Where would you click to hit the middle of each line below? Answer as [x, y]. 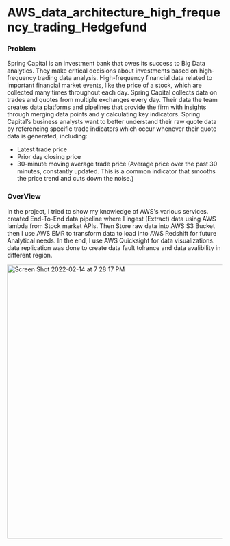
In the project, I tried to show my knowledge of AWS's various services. [108, 211]
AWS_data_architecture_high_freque [114, 13]
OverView [24, 197]
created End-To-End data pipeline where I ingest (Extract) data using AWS [112, 219]
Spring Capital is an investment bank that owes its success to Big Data [106, 64]
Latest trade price [42, 149]
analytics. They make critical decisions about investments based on [103, 71]
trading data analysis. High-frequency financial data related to [125, 78]
